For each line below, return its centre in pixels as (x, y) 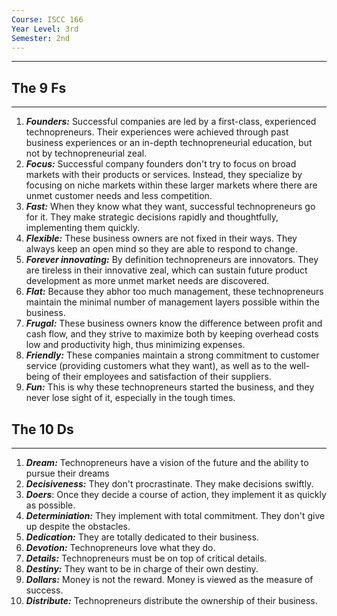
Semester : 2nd (41, 38)
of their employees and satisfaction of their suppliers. (161, 377)
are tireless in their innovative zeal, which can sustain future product (166, 270)
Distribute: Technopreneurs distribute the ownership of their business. (171, 600)
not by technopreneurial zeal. (86, 153)
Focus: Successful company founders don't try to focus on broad (161, 164)
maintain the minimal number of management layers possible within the (172, 302)
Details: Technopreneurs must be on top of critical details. (146, 558)
